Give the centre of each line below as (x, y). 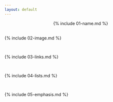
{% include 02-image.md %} (33, 38)
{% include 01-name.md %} (81, 23)
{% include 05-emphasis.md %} (36, 94)
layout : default (21, 9)
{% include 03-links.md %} (32, 57)
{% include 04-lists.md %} (31, 75)
